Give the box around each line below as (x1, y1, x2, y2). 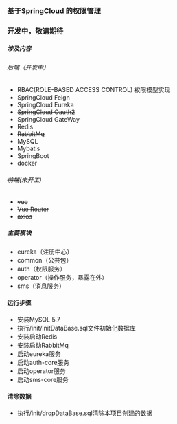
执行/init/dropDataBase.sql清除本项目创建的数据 (16, 409, 153, 417)
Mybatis (16, 144, 40, 153)
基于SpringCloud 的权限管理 (7, 5, 102, 15)
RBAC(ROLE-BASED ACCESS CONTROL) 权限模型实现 (16, 86, 171, 94)
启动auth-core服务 (16, 358, 70, 366)
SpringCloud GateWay (16, 115, 80, 124)
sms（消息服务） (16, 282, 65, 290)
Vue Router (16, 205, 49, 213)
